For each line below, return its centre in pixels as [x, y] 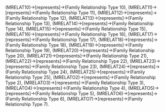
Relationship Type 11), [74, 13]
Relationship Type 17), [74, 40]
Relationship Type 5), [73, 94]
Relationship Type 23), [75, 66]
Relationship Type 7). [27, 104]
